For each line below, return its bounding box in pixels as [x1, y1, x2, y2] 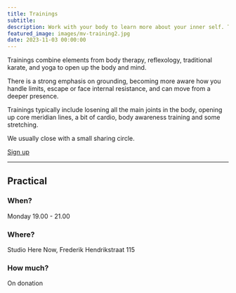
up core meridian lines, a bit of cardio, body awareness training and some [7, 113, 221, 122]
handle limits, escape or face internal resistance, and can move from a [7, 85, 211, 93]
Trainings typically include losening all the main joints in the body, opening [7, 106, 223, 114]
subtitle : [7, 17, 37, 24]
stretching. [7, 120, 39, 129]
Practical [7, 175, 48, 187]
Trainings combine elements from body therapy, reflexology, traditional [7, 56, 213, 64]
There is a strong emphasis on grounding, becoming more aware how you [7, 77, 221, 85]
